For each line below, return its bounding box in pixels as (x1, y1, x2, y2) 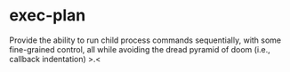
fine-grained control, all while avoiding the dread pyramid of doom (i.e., (9, 44, 271, 54)
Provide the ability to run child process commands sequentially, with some (9, 35, 282, 45)
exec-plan (9, 5, 86, 26)
